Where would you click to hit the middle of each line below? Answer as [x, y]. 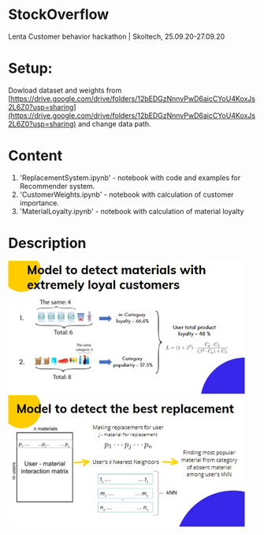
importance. [39, 202]
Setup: [30, 68]
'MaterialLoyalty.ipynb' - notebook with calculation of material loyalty [132, 211]
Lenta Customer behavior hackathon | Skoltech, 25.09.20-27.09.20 [117, 36]
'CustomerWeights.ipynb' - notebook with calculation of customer [126, 194]
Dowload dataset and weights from [65, 90]
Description [47, 243]
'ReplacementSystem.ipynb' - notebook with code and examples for [130, 177]
